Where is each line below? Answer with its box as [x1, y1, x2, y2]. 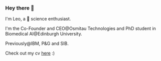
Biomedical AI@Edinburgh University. [5, 31, 82, 37]
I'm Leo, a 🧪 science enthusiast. [5, 16, 71, 22]
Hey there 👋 [5, 4, 34, 11]
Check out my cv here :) [5, 50, 55, 56]
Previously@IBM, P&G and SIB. [5, 40, 69, 46]
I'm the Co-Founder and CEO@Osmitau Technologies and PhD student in [5, 25, 156, 31]
